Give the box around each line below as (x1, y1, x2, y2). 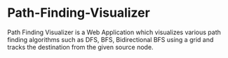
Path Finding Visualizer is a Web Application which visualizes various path (7, 28, 221, 36)
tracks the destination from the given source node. (7, 43, 154, 51)
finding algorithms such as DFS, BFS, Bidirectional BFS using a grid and (7, 35, 214, 43)
